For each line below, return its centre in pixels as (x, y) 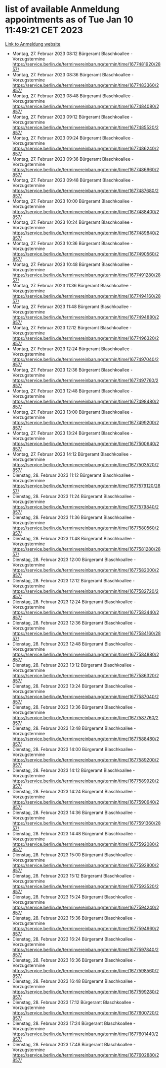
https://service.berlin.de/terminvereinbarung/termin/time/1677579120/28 (86, 486)
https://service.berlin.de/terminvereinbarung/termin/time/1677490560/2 (85, 253)
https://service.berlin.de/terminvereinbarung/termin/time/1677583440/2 (86, 612)
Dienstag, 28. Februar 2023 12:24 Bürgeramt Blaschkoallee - (74, 602)
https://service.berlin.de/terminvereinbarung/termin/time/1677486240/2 (85, 148)
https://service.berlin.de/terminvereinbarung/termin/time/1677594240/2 (86, 907)
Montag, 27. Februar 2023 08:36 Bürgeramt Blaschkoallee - (73, 74)
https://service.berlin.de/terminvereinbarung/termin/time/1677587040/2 (85, 696)
